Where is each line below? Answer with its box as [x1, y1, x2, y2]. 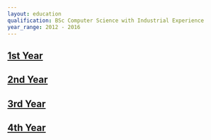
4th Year [7, 122, 46, 134]
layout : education [7, 10, 62, 18]
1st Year [7, 49, 43, 62]
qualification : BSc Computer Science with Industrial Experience [7, 17, 204, 24]
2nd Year [7, 74, 48, 86]
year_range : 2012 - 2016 [7, 23, 81, 30]
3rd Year [7, 98, 46, 110]
